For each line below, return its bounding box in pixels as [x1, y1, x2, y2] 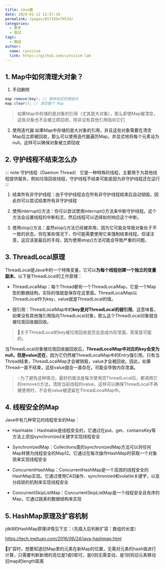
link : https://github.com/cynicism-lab [9, 53, 91, 58]
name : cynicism [9, 48, 41, 53]
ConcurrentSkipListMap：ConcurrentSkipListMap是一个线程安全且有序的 [12, 490, 160, 496]
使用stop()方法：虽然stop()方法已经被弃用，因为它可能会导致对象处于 [12, 225, 153, 230]
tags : [5, 35, 16, 40]
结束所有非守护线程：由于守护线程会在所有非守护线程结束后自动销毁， [12, 191, 155, 197]
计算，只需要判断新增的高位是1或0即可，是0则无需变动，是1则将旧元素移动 [5, 552, 156, 558]
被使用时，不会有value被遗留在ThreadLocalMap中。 [17, 387, 123, 393]
